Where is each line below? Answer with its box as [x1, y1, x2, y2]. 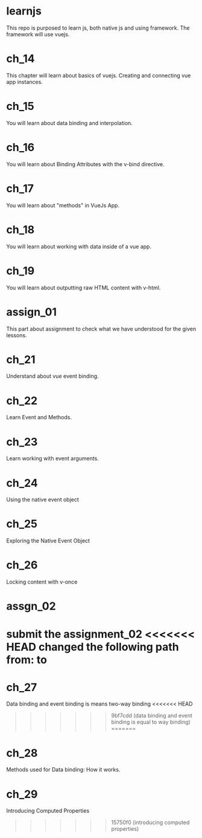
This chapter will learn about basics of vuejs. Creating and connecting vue [6, 71, 191, 79]
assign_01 [6, 305, 57, 318]
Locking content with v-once [6, 578, 78, 585]
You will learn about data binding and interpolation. [6, 119, 133, 126]
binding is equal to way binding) [111, 718, 191, 726]
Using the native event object [6, 496, 80, 503]
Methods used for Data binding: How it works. [6, 766, 121, 773]
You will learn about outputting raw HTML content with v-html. [6, 284, 161, 291]
